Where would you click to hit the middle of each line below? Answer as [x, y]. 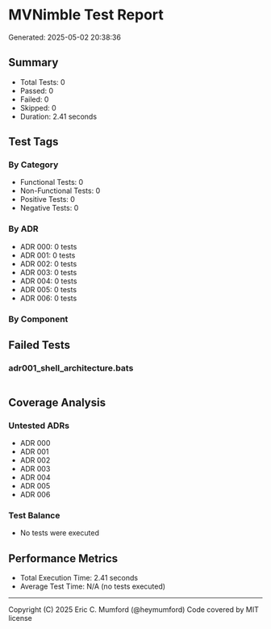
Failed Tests [40, 345]
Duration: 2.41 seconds [58, 116]
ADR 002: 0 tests [48, 263]
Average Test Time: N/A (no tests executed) [93, 586]
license [20, 619]
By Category [33, 165]
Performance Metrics [63, 558]
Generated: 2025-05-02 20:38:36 [65, 37]
